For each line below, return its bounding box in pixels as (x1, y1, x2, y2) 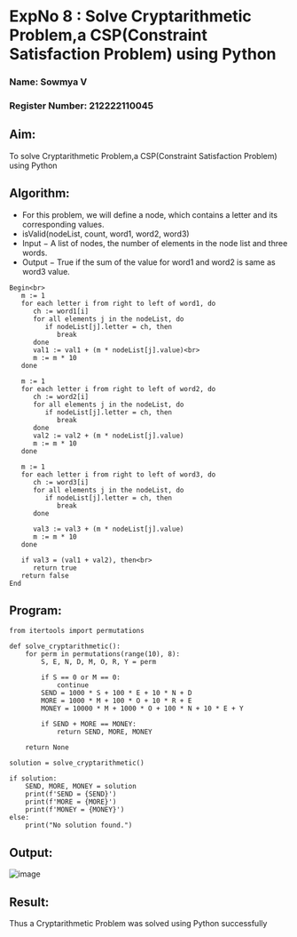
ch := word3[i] (32, 477, 90, 486)
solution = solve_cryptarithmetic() (9, 758, 145, 768)
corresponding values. (21, 219, 105, 229)
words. (21, 247, 48, 258)
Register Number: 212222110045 (9, 100, 153, 112)
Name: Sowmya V (9, 76, 88, 88)
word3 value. (21, 266, 71, 276)
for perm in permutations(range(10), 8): (25, 650, 180, 659)
